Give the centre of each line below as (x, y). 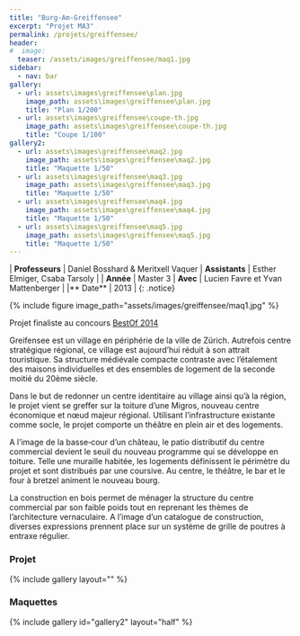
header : (24, 43)
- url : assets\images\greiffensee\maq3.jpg (100, 176)
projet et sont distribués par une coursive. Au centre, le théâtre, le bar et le (147, 471)
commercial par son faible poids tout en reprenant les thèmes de (129, 507)
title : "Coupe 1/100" (66, 135)
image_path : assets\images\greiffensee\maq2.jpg (118, 160)
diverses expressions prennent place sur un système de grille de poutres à (147, 526)
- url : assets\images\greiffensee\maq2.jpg (100, 151)
